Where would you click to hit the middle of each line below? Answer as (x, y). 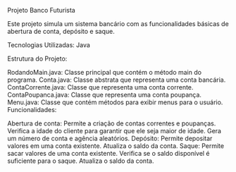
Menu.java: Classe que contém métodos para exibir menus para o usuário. (115, 102)
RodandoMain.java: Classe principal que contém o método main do (105, 72)
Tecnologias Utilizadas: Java (49, 45)
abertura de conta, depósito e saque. (61, 31)
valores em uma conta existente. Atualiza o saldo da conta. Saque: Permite (116, 146)
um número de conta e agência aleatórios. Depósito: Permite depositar (110, 138)
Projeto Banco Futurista (41, 10)
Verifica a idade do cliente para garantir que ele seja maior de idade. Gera (114, 131)
